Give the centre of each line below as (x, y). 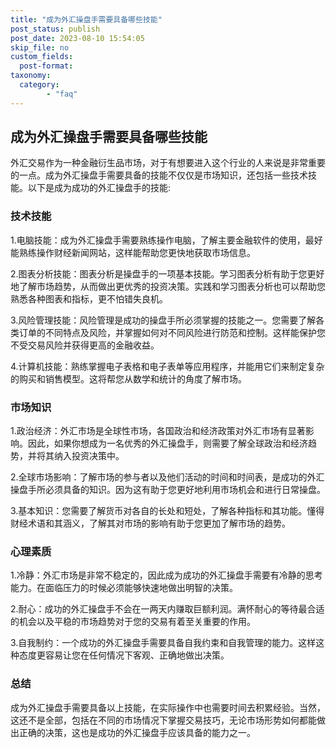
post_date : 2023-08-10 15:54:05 (77, 38)
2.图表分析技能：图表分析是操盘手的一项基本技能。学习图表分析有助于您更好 (167, 273)
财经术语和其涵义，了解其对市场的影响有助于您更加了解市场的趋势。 (150, 523)
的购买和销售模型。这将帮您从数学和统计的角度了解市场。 (128, 378)
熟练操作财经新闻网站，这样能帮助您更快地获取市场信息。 (137, 252)
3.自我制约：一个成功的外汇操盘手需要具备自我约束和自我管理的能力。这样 (163, 643)
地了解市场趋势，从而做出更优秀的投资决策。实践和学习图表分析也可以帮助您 (168, 286)
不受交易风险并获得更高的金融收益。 (85, 345)
